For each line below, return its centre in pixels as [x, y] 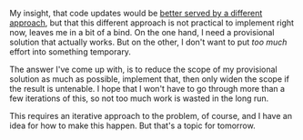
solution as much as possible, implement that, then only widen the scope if [149, 79]
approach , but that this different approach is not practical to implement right [151, 23]
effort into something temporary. [71, 52]
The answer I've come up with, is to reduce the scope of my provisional [143, 69]
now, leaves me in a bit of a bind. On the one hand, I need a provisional [142, 32]
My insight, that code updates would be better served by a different [136, 13]
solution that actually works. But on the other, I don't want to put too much [148, 42]
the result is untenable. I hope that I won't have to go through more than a [147, 89]
